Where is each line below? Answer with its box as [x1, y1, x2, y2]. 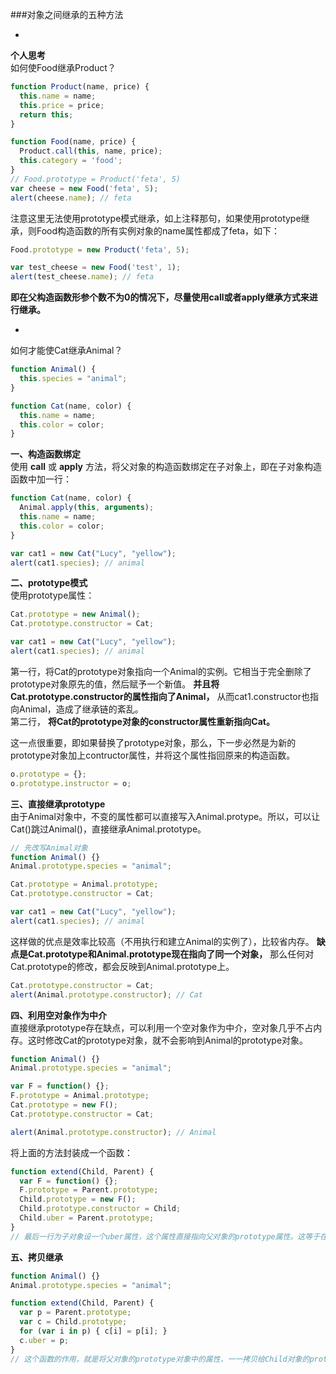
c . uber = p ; [19, 1335, 70, 1345]
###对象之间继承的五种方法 [10, 9, 124, 20]
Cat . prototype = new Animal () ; [10, 609, 141, 620]
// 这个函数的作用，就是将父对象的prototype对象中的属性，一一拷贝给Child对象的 [10, 1354, 310, 1364]
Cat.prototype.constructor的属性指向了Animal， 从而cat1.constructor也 [10, 690, 310, 702]
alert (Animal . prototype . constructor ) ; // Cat [10, 989, 203, 1000]
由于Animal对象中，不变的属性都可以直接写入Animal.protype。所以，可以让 [10, 810, 321, 822]
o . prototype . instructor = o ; [10, 778, 132, 788]
